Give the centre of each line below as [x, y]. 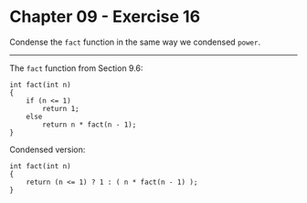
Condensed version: [48, 149]
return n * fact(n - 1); [90, 125]
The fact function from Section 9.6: [76, 68]
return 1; [61, 108]
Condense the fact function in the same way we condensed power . [135, 42]
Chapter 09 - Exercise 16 [105, 17]
